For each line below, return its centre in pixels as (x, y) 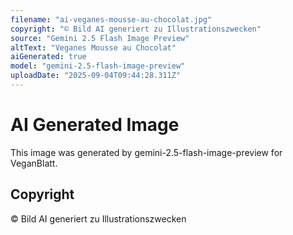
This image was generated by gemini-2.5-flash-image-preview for (146, 152)
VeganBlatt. (34, 163)
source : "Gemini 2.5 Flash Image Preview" (100, 38)
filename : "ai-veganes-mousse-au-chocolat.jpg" (111, 19)
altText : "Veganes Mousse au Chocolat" (93, 47)
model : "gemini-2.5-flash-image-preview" (98, 66)
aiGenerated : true (48, 57)
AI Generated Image (95, 125)
